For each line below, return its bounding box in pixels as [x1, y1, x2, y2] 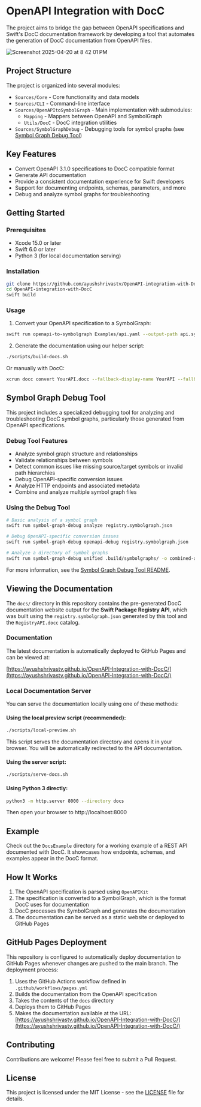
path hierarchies [14, 469, 56, 476]
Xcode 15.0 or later [14, 239, 62, 247]
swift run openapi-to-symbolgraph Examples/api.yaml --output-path [6, 331, 178, 337]
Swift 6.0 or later [14, 246, 56, 253]
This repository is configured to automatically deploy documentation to [6, 953, 181, 961]
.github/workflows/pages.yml [14, 985, 88, 991]
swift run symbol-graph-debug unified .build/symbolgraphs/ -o [6, 555, 167, 562]
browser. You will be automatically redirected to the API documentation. [6, 745, 182, 752]
